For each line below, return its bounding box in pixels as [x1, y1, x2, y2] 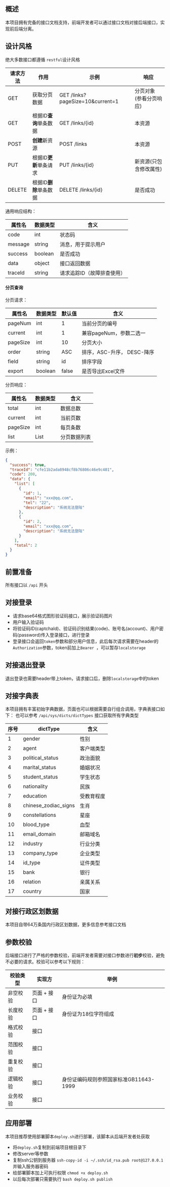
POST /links [59, 140, 88, 147]
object [34, 259, 50, 266]
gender [23, 735, 40, 743]
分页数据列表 [60, 433, 91, 440]
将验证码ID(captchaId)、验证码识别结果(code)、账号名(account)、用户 [12, 625, 159, 632]
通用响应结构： [5, 208, 36, 214]
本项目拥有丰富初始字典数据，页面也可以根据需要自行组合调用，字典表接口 [5, 706, 160, 712]
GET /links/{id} [59, 119, 94, 126]
